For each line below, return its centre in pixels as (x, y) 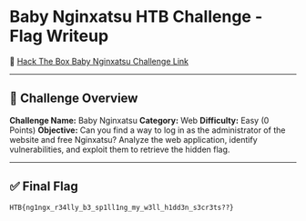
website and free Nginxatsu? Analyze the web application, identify (133, 139)
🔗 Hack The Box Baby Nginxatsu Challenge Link (99, 61)
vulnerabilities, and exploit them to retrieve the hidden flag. (120, 149)
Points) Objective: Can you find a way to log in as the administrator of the (148, 130)
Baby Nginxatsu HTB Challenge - (136, 17)
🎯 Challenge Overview (74, 99)
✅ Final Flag (44, 187)
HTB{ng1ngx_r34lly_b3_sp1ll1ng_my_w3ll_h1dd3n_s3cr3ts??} (122, 207)
